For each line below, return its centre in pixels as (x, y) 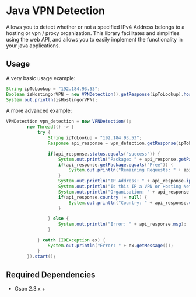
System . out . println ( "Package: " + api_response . (118, 159)
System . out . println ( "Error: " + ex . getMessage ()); (111, 246)
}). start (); (42, 256)
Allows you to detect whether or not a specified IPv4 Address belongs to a (95, 27)
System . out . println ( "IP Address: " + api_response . (122, 181)
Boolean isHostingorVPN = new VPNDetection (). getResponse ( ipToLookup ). (95, 94)
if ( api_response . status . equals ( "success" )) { (104, 154)
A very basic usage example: (41, 78)
